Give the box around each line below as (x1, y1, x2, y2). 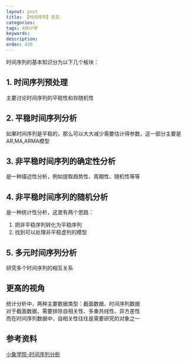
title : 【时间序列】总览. (6, 14, 63, 20)
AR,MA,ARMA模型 (6, 137, 50, 145)
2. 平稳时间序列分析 (6, 113, 78, 123)
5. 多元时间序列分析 (6, 247, 77, 257)
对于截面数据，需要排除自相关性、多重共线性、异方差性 (6, 308, 140, 315)
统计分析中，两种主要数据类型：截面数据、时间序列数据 (6, 300, 140, 307)
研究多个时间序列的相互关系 (6, 264, 74, 272)
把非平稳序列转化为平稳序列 (14, 221, 82, 228)
